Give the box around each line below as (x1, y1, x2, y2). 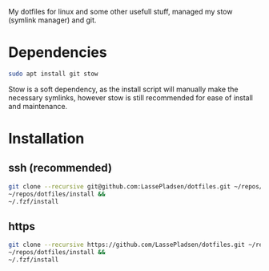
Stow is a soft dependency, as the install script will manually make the (8, 84, 239, 94)
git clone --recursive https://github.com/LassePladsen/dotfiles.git (8, 241, 246, 249)
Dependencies (8, 43, 107, 62)
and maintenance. (8, 101, 68, 111)
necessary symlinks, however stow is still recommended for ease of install (8, 92, 254, 103)
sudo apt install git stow (8, 70, 98, 78)
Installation (8, 130, 85, 148)
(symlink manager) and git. (8, 15, 97, 25)
